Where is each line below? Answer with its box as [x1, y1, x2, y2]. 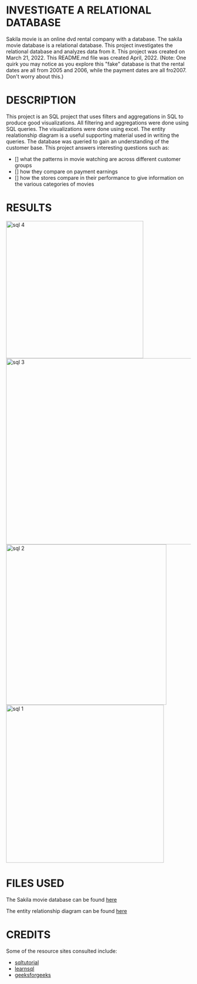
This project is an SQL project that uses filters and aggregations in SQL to [6, 113, 184, 120]
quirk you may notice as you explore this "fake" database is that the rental [6, 60, 185, 68]
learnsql [14, 965, 35, 972]
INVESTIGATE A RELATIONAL [6, 4, 152, 17]
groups [14, 162, 32, 169]
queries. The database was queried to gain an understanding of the [6, 137, 169, 145]
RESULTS [6, 201, 52, 214]
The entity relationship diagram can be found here [6, 907, 127, 914]
